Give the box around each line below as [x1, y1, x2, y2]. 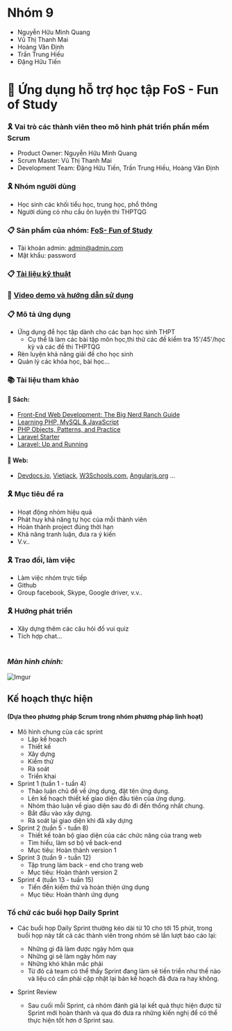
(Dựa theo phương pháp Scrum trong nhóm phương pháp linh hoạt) [7, 712, 204, 721]
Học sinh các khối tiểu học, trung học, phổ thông [17, 200, 158, 208]
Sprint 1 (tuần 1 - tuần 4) [17, 780, 87, 788]
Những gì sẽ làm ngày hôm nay [27, 952, 117, 960]
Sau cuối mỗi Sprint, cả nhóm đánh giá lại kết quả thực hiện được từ [27, 1001, 222, 1009]
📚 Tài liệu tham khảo [7, 375, 79, 385]
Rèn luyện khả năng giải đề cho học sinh [17, 350, 133, 359]
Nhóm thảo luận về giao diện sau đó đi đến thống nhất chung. [27, 802, 205, 810]
